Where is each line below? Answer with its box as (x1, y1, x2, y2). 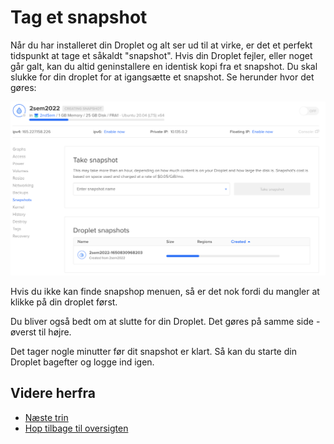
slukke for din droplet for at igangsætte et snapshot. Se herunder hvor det (10, 71, 315, 83)
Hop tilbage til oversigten (24, 422, 129, 434)
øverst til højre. (10, 326, 72, 338)
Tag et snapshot (10, 6, 148, 29)
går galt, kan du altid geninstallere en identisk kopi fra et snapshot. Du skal (10, 60, 318, 72)
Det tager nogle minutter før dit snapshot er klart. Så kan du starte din (10, 346, 297, 358)
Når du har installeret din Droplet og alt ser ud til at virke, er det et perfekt (10, 39, 313, 51)
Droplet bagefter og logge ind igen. (10, 356, 155, 368)
